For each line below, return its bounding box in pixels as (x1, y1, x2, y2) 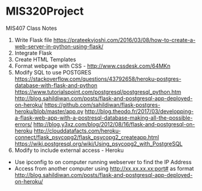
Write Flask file (14, 36, 52, 43)
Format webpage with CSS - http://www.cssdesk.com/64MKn (14, 62, 171, 70)
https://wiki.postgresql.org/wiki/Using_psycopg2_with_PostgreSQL (14, 140, 183, 147)
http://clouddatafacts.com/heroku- (34, 127, 121, 134)
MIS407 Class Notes (5, 24, 57, 32)
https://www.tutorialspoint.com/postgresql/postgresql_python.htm (14, 88, 181, 95)
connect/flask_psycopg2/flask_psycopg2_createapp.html (14, 133, 159, 141)
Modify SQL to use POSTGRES (14, 68, 92, 76)
